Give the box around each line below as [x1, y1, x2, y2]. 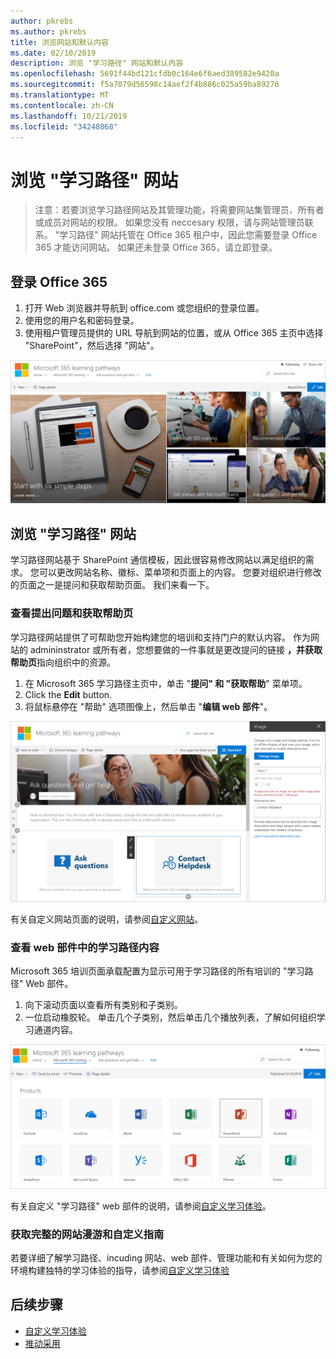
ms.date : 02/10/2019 [10, 48, 97, 58]
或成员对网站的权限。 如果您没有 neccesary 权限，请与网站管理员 [34, 216, 305, 229]
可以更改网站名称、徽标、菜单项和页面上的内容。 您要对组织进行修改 [38, 566, 322, 579]
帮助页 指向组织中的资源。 [10, 656, 116, 668]
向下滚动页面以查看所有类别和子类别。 [24, 999, 183, 1011]
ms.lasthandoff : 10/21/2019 [10, 111, 128, 121]
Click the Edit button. [24, 688, 113, 700]
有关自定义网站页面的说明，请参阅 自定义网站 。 [10, 913, 203, 925]
